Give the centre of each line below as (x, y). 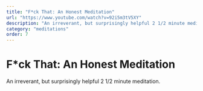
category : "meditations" (37, 29)
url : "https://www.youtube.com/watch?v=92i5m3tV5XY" (74, 18)
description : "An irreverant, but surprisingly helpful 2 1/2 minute (96, 23)
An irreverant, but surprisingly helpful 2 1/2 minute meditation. (83, 81)
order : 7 (17, 35)
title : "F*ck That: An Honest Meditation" (60, 12)
